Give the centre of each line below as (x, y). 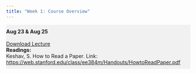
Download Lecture (28, 43)
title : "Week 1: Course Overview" (48, 11)
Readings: (19, 50)
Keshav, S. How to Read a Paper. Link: (52, 56)
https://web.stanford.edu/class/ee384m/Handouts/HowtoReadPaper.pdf (93, 62)
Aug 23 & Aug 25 (27, 31)
